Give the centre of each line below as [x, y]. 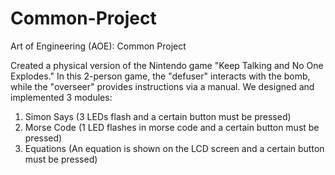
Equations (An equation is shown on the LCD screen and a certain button [174, 148]
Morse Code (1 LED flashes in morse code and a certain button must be [172, 127]
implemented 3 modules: [61, 97]
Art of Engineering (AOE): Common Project [98, 46]
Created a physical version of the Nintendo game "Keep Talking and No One [167, 65]
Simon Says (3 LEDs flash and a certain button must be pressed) [158, 116]
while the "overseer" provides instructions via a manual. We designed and [162, 86]
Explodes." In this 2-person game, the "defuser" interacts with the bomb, [160, 76]
